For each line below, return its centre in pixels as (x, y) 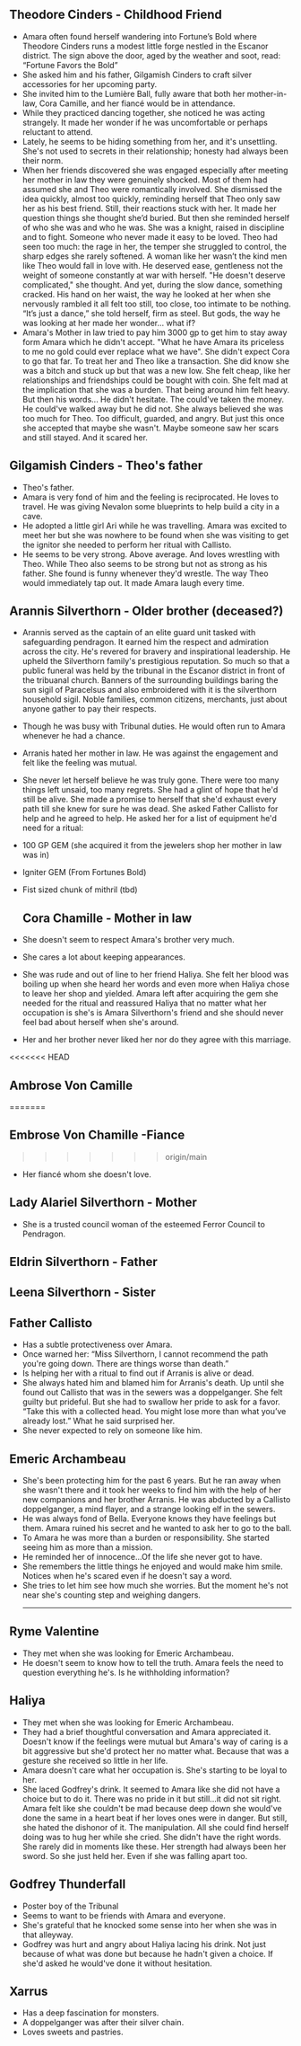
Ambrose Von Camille (71, 1085)
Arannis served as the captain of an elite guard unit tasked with (139, 633)
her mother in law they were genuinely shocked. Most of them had (145, 180)
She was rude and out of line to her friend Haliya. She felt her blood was (155, 975)
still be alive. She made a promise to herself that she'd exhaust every (149, 800)
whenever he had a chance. (73, 736)
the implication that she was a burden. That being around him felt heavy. (155, 389)
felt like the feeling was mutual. (80, 763)
